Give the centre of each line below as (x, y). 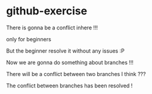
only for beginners (29, 39)
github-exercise (47, 11)
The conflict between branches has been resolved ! (69, 86)
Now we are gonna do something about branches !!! (70, 62)
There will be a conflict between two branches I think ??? (76, 74)
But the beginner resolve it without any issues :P (66, 51)
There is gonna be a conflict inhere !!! (52, 28)
